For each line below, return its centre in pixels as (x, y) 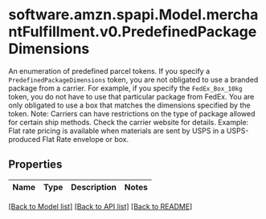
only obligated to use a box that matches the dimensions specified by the (129, 105)
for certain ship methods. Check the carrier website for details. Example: (129, 122)
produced (25, 139)
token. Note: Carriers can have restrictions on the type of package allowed (132, 113)
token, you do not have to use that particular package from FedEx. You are (131, 96)
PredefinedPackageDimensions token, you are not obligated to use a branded (133, 79)
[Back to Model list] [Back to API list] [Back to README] (100, 206)
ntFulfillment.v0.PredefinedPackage (133, 32)
